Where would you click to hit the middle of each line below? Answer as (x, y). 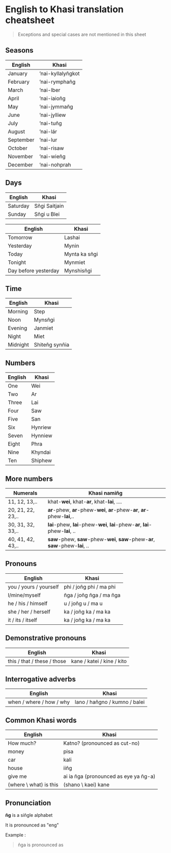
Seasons (20, 50)
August (17, 131)
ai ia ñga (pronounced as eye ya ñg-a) (109, 776)
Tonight (17, 262)
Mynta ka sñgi (81, 254)
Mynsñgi (44, 320)
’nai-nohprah (55, 164)
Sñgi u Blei (47, 214)
